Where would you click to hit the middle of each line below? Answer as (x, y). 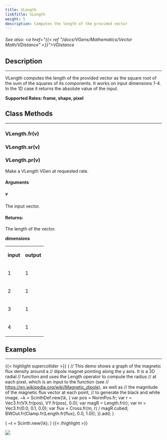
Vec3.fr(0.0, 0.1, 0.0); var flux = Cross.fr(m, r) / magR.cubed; (67, 408)
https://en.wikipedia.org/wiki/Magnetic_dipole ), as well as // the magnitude (82, 387)
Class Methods (29, 114)
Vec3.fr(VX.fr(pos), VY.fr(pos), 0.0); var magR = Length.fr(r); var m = (76, 403)
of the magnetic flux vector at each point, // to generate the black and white (83, 392)
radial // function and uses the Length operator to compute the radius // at (81, 377)
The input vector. (23, 206)
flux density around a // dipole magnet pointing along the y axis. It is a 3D (80, 371)
